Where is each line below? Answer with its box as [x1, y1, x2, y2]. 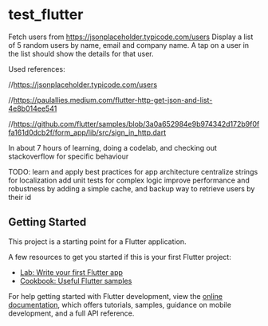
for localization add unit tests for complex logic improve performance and [8, 175, 250, 185]
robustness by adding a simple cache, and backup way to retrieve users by [8, 183, 255, 193]
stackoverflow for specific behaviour [8, 151, 129, 161]
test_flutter [8, 6, 84, 24]
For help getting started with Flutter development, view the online [8, 291, 223, 300]
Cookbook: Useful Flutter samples [19, 276, 132, 285]
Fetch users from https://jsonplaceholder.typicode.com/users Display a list [8, 32, 254, 41]
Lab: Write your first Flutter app [19, 267, 124, 277]
